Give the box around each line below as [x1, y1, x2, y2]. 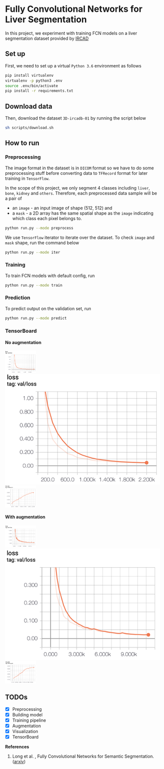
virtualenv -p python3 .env [5, 78, 63, 83]
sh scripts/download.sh [5, 126, 54, 130]
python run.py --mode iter [5, 250, 60, 255]
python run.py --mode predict [5, 316, 67, 320]
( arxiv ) [12, 759, 26, 765]
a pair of [5, 195, 22, 201]
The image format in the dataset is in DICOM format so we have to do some [5, 165, 154, 171]
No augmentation [5, 340, 42, 346]
